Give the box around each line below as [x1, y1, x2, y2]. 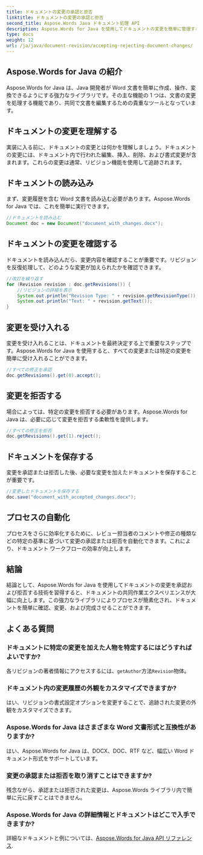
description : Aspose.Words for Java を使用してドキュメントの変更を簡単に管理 [6, 25, 192, 32]
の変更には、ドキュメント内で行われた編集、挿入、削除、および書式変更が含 [6, 151, 197, 158]
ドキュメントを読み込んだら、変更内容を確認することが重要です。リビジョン [6, 256, 196, 263]
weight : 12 [6, 37, 34, 43]
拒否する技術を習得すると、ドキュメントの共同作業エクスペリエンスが [16, 589, 191, 596]
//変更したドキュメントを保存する [6, 489, 80, 495]
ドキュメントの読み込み [6, 178, 94, 188]
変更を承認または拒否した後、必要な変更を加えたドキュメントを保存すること [6, 469, 197, 476]
